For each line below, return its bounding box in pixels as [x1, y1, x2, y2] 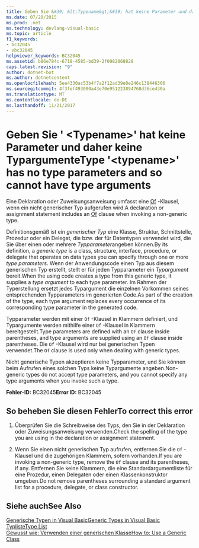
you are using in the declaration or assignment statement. [14, 434, 156, 442]
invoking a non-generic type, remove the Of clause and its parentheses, [14, 458, 190, 466]
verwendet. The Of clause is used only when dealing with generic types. [6, 347, 181, 354]
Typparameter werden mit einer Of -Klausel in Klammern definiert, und [6, 316, 178, 323]
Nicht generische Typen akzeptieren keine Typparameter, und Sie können [6, 358, 186, 365]
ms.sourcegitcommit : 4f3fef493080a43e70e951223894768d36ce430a [6, 86, 166, 92]
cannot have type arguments [6, 179, 151, 192]
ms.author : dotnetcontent [6, 75, 70, 81]
